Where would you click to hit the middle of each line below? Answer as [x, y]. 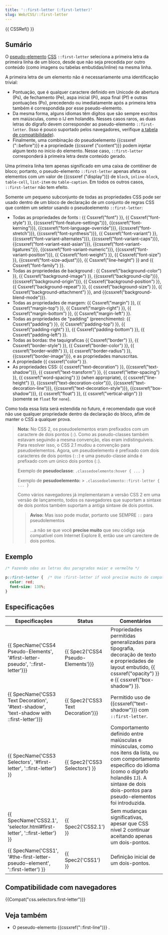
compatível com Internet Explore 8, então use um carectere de [94, 536]
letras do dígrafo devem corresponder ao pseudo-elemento [74, 124]
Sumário [19, 44]
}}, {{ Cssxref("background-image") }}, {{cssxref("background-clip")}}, [85, 276]
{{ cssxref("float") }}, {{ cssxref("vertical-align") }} [90, 394]
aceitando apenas [131, 836]
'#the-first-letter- [29, 857]
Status [85, 621]
